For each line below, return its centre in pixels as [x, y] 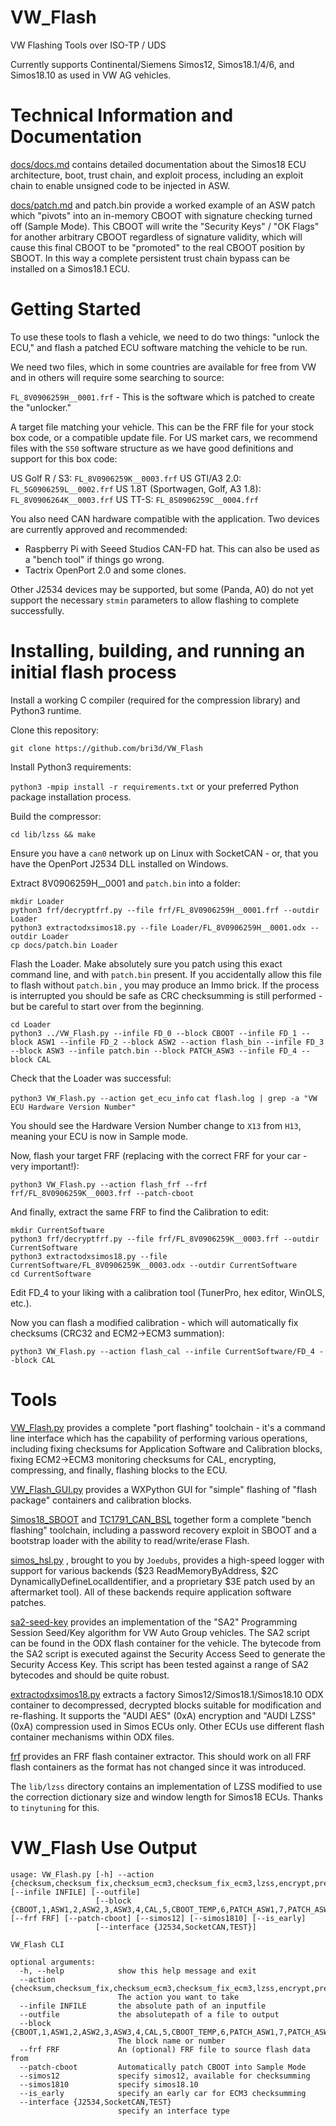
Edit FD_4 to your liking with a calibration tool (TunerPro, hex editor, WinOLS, [168, 1292]
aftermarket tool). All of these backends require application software [151, 1592]
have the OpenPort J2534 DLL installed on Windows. [119, 863]
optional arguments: [53, 1962]
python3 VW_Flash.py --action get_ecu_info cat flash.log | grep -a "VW [164, 1098]
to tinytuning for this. [55, 1807]
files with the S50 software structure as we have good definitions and [152, 448]
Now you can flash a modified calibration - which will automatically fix [154, 1322]
